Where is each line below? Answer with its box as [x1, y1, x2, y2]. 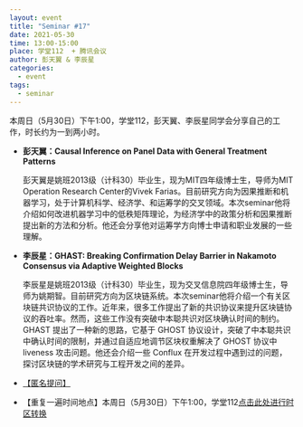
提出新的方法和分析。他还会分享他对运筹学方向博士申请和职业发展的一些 [22, 219, 292, 231]
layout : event [9, 13, 63, 23]
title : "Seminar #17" [9, 22, 91, 31]
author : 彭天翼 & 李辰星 [9, 55, 95, 64]
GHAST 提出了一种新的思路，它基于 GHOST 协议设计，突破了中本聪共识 [22, 324, 291, 335]
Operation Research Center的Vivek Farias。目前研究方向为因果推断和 [22, 185, 281, 196]
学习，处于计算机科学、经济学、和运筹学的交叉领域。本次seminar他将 [30, 196, 291, 208]
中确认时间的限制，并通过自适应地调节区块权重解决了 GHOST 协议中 [22, 336, 278, 346]
